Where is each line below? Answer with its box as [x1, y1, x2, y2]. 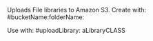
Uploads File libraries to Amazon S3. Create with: [7, 6, 147, 14]
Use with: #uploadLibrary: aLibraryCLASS [7, 27, 125, 34]
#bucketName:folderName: [7, 13, 85, 21]
